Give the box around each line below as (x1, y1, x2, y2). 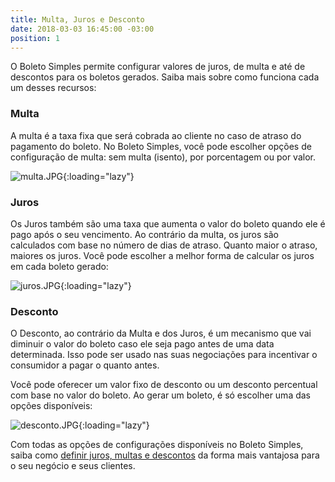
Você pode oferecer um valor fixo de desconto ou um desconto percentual (10, 379, 318, 391)
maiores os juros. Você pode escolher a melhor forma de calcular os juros (10, 249, 315, 261)
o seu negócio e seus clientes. (10, 460, 136, 472)
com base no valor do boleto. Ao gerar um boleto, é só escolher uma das (10, 389, 311, 401)
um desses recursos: (10, 82, 97, 94)
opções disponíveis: (10, 400, 93, 412)
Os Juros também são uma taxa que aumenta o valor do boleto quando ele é (10, 217, 326, 230)
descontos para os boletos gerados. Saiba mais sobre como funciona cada (10, 71, 320, 83)
